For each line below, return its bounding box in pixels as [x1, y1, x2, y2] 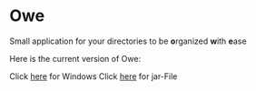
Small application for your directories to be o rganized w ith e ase [9, 35, 247, 46]
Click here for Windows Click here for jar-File [9, 70, 178, 82]
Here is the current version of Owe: [9, 53, 142, 64]
